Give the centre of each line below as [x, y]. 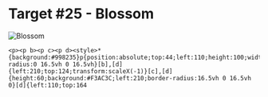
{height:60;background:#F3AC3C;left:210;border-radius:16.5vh [114, 78]
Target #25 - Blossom [81, 14]
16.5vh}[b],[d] [98, 64]
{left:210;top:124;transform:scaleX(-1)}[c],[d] [91, 71]
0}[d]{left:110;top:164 [48, 85]
